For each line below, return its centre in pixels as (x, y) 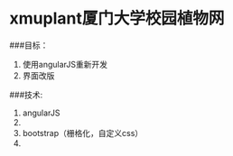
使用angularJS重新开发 (65, 64)
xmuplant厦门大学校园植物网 (117, 18)
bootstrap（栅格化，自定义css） (83, 133)
